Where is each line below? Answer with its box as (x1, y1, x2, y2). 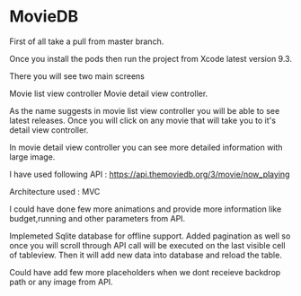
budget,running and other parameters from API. (9, 213, 186, 223)
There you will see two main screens (9, 70, 146, 82)
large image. (9, 151, 56, 162)
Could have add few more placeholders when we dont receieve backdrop (9, 266, 281, 277)
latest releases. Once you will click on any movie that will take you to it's (9, 115, 277, 126)
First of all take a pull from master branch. (9, 36, 164, 47)
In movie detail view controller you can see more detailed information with (9, 142, 283, 152)
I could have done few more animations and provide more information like (9, 204, 282, 214)
